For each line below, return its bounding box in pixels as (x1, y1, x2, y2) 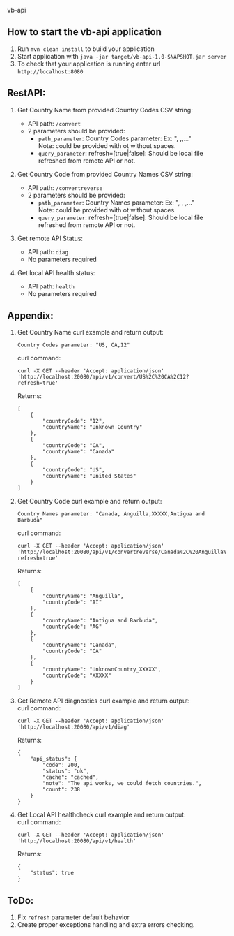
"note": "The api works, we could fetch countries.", (42, 780, 202, 787)
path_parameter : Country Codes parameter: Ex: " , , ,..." (38, 134, 192, 142)
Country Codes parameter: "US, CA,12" (17, 342, 130, 349)
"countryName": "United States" (42, 473, 136, 480)
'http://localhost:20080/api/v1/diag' (17, 724, 130, 731)
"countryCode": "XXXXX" (42, 672, 111, 680)
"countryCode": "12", (42, 418, 106, 425)
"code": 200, (42, 761, 80, 769)
